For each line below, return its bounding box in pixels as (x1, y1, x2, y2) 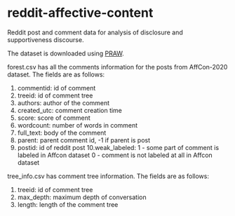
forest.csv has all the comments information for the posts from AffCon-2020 (7, 62, 228, 71)
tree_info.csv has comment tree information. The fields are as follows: (7, 172, 209, 180)
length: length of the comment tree (17, 200, 119, 208)
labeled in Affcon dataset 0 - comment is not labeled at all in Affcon (17, 151, 213, 159)
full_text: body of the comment (17, 128, 107, 137)
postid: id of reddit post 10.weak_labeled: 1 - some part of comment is (17, 143, 220, 151)
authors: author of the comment (17, 98, 110, 107)
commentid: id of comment (17, 83, 96, 92)
